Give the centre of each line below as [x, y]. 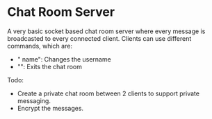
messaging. [34, 100]
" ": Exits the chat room [49, 66]
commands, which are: [40, 46]
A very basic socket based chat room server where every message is [106, 31]
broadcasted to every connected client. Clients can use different [99, 38]
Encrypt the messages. [50, 108]
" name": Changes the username [64, 59]
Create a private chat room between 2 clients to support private [108, 93]
